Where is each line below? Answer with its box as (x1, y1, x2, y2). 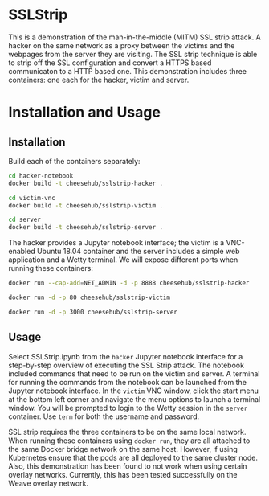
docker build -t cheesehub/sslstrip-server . (8, 223, 163, 232)
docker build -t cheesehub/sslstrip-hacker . (8, 179, 163, 187)
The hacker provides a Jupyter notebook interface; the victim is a (8, 238, 225, 248)
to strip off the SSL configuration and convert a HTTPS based (8, 58, 212, 68)
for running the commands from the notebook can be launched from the (8, 377, 247, 387)
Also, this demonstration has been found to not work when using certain (8, 461, 247, 471)
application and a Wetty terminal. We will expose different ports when (8, 255, 238, 264)
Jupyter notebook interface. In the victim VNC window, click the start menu (8, 386, 259, 396)
